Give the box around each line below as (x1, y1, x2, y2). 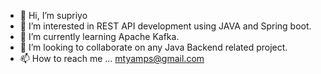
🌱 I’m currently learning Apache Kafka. (19, 31, 180, 42)
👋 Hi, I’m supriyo (19, 10, 88, 21)
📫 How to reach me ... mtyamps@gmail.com (19, 53, 205, 64)
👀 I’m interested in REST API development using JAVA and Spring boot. (19, 20, 312, 32)
